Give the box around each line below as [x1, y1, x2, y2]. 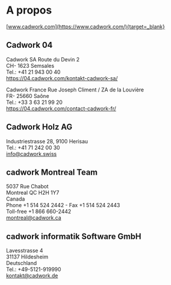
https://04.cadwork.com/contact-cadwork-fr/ [6, 104, 117, 112]
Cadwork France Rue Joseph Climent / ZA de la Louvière [6, 86, 144, 93]
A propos [6, 4, 52, 17]
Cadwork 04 [6, 40, 53, 50]
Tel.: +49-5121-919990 [6, 266, 61, 273]
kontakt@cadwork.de [6, 272, 58, 279]
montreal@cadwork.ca [6, 214, 61, 221]
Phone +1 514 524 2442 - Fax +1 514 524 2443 [6, 202, 120, 209]
